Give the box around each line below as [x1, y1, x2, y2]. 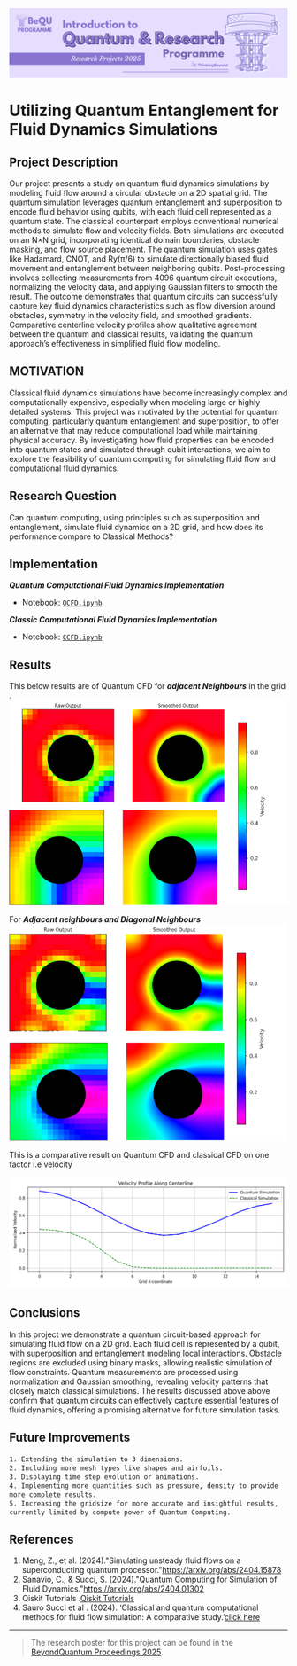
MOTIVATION [9, 364, 84, 379]
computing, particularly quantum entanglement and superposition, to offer [9, 416, 280, 426]
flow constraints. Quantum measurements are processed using [9, 1366, 239, 1377]
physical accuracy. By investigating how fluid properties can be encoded [9, 434, 274, 445]
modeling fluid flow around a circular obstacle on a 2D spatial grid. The [9, 188, 268, 198]
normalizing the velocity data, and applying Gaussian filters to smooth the [9, 282, 278, 292]
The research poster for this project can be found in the [30, 1638, 234, 1648]
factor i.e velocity [9, 1159, 73, 1169]
